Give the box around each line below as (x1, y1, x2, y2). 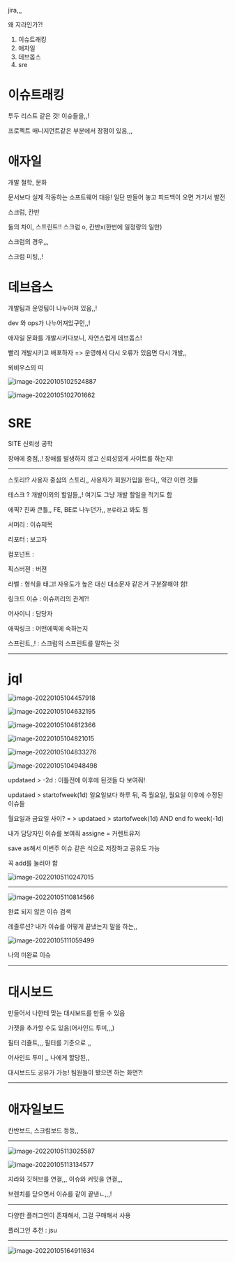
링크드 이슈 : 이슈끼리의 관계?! (8, 594, 89, 603)
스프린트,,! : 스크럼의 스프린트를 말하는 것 (8, 639, 119, 647)
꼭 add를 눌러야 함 (8, 859, 59, 867)
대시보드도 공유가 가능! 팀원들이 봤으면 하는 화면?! (8, 1068, 144, 1076)
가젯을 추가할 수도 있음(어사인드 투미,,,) (8, 1024, 115, 1032)
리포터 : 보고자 (8, 535, 47, 543)
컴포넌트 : (8, 550, 34, 558)
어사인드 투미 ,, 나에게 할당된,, (8, 1053, 90, 1061)
